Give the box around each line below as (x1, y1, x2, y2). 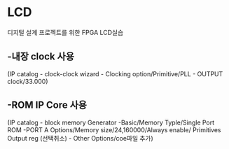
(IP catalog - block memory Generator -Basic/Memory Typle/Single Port (7, 118, 215, 127)
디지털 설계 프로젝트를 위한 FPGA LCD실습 (7, 28, 124, 36)
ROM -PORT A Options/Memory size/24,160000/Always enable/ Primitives (7, 125, 221, 134)
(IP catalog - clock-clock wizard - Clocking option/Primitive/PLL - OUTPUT (7, 69, 223, 78)
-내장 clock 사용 (7, 50, 75, 63)
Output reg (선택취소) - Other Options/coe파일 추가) (7, 134, 154, 142)
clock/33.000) (7, 77, 48, 85)
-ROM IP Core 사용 (7, 99, 88, 111)
